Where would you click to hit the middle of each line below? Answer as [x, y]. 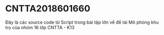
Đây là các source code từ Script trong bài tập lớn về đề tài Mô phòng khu [82, 22]
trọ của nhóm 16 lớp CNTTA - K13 [40, 27]
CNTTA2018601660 [48, 9]
